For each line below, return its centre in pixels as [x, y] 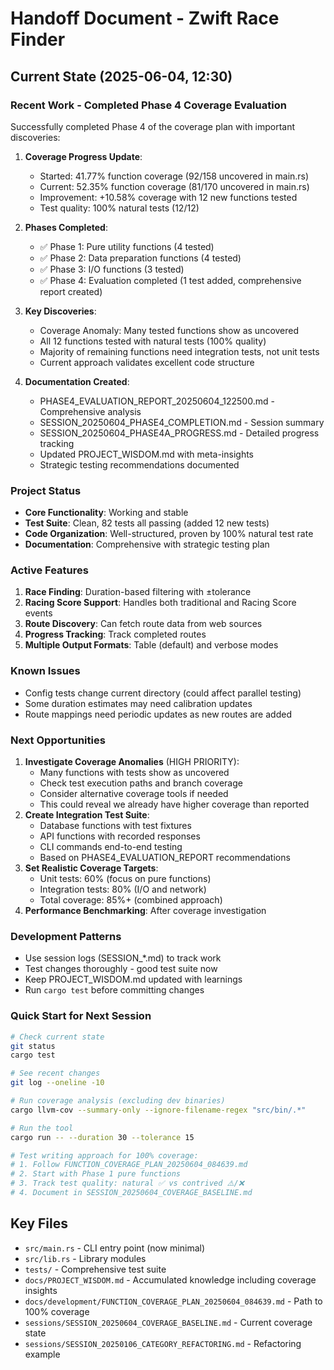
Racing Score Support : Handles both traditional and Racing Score [160, 603]
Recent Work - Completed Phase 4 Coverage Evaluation [148, 105]
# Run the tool [42, 1128]
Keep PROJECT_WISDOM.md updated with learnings [133, 979]
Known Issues [45, 671]
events [38, 613]
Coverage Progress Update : [83, 156]
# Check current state [57, 1037]
